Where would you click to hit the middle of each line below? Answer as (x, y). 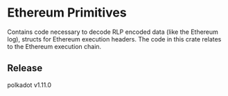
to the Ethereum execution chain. (54, 46)
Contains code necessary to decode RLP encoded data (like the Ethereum (113, 32)
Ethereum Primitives (67, 13)
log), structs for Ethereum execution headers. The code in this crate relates (114, 39)
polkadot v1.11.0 (29, 85)
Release (25, 68)
